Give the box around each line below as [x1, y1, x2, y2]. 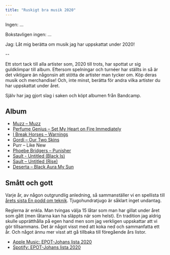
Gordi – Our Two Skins [12, 137, 60, 143]
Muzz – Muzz [12, 121, 41, 127]
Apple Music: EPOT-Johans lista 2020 [12, 239, 92, 245]
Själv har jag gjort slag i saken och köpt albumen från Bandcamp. [5, 92, 141, 98]
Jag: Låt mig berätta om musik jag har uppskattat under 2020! [5, 41, 135, 47]
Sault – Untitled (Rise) [12, 158, 58, 164]
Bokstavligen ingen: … [5, 31, 52, 37]
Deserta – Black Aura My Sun [12, 164, 74, 170]
